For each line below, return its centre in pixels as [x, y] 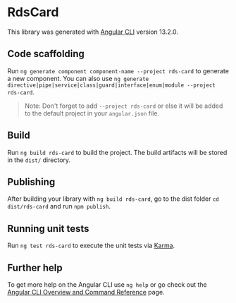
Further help [35, 267]
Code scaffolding [46, 54]
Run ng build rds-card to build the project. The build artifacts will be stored [117, 152]
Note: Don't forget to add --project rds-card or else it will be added [124, 106]
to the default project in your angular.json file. [92, 113]
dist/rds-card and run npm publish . [59, 206]
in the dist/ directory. [39, 160]
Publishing [31, 181]
